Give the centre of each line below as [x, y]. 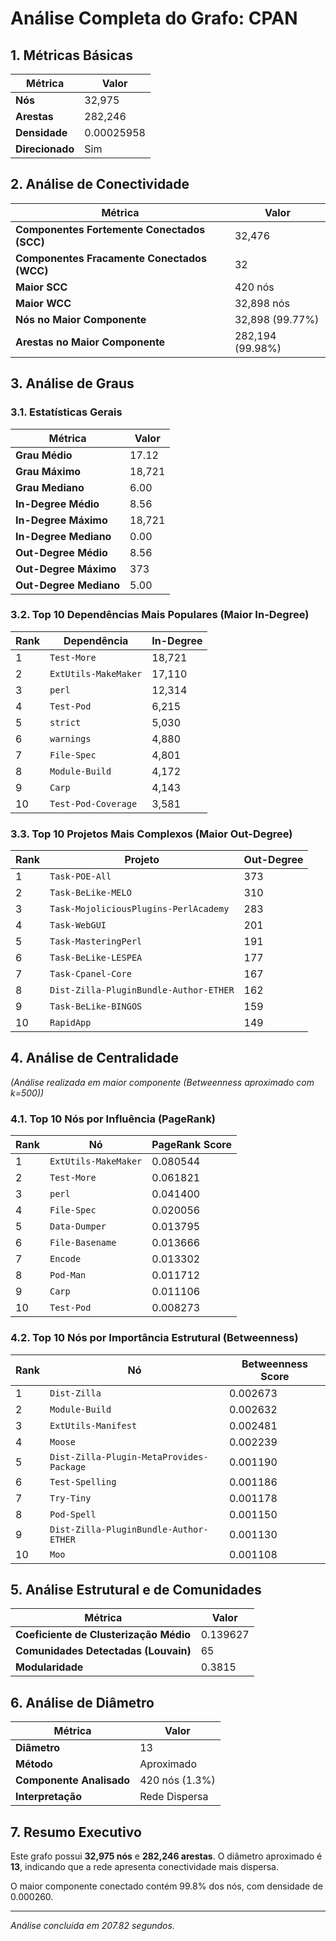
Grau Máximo [48, 471]
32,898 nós [262, 303]
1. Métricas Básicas [72, 55]
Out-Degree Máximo [66, 569]
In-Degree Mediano [63, 536]
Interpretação [48, 1797]
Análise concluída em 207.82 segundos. [92, 1925]
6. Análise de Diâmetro [82, 1702]
